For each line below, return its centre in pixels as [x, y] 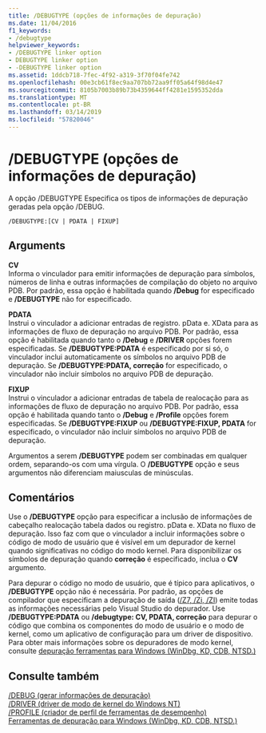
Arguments [37, 246]
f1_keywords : [30, 30]
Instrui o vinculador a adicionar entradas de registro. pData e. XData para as [133, 323]
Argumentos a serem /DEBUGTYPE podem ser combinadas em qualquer [128, 455]
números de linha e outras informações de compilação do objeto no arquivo [133, 282]
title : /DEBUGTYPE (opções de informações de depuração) [105, 16]
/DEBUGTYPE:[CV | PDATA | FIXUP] [64, 221]
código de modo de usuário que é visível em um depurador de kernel [122, 542]
